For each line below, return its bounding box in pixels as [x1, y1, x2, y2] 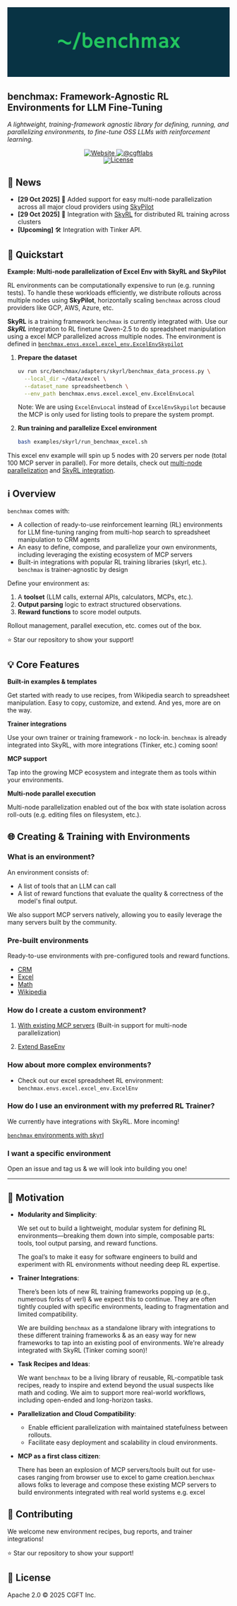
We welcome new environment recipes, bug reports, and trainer [7, 1527, 193, 1535]
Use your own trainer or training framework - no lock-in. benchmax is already [7, 733, 227, 741]
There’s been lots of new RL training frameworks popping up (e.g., [17, 1287, 210, 1296]
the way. [7, 705, 32, 714]
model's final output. [17, 896, 78, 905]
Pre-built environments [7, 935, 89, 945]
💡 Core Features [7, 659, 80, 671]
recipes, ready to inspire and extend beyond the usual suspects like [17, 1380, 214, 1389]
